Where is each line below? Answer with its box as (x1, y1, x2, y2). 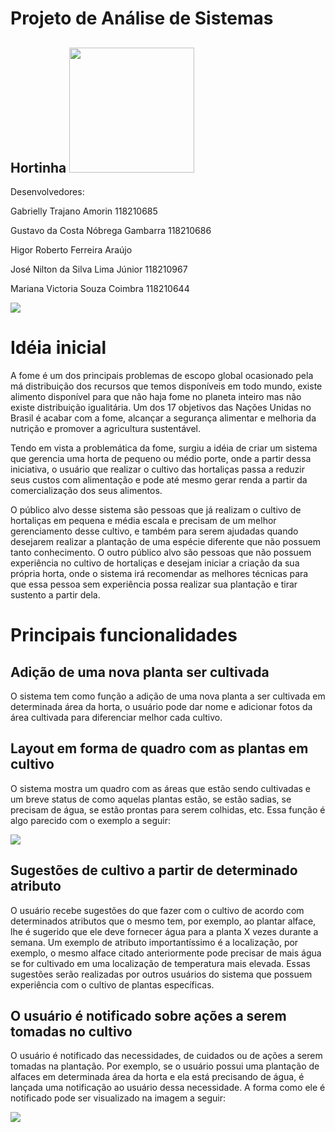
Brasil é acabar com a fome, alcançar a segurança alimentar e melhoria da (10, 412, 317, 424)
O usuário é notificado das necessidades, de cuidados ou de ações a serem (10, 1050, 323, 1062)
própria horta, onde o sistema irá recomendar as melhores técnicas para (10, 567, 309, 579)
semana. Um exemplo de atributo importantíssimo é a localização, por (10, 936, 299, 948)
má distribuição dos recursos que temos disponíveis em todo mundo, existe (10, 380, 323, 392)
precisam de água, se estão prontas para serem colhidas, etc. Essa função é (10, 803, 326, 816)
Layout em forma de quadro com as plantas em (10, 740, 309, 757)
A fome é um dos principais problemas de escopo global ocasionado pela (10, 369, 314, 381)
